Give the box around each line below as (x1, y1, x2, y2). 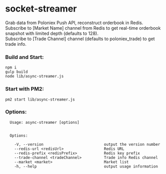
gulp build (5, 69, 28, 74)
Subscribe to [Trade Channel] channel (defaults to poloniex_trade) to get (5, 36, 155, 42)
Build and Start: (5, 53, 44, 60)
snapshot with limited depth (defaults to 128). (5, 30, 99, 36)
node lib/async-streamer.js (5, 74, 64, 79)
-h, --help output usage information (14, 164, 158, 169)
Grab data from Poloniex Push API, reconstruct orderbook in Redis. (5, 20, 143, 26)
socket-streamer (5, 3, 77, 15)
